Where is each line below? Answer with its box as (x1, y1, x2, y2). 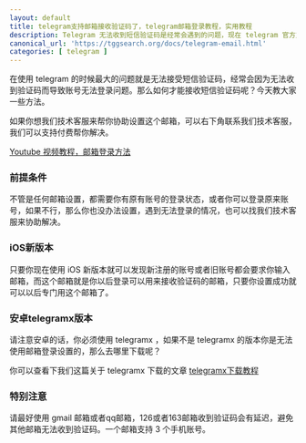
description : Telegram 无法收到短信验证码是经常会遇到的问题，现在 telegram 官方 (9, 30, 296, 39)
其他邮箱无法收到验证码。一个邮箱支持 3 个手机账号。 (9, 424, 211, 435)
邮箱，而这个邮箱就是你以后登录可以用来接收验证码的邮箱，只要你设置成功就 (9, 275, 297, 286)
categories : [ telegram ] (9, 47, 107, 57)
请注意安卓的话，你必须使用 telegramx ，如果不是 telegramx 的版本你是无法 (9, 335, 293, 345)
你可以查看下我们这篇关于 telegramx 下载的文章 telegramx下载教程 (9, 366, 260, 376)
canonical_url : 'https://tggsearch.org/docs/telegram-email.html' (9, 38, 267, 48)
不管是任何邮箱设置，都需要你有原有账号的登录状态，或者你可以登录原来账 (9, 193, 289, 205)
